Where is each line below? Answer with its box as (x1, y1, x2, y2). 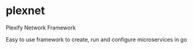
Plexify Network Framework (6, 24, 76, 31)
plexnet (6, 4, 45, 18)
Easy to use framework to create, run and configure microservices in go (6, 36, 187, 43)
